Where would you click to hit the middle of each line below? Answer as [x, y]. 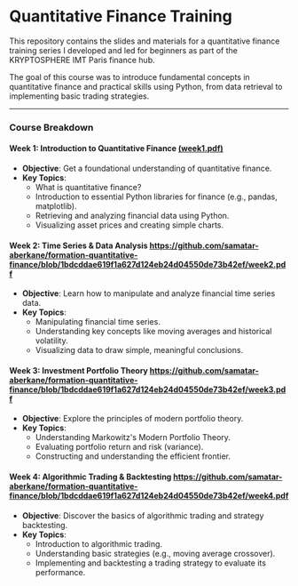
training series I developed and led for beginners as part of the [123, 50]
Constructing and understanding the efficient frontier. [133, 456]
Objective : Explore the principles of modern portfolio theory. [133, 419]
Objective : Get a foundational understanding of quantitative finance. [147, 169]
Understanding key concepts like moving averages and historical [153, 332]
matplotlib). [56, 206]
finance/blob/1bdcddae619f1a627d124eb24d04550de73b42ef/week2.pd [148, 264]
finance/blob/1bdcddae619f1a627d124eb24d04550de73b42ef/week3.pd [148, 389]
